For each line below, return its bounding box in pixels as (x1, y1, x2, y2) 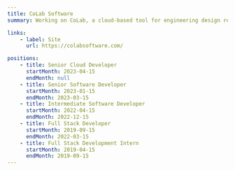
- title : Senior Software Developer (20, 81, 127, 88)
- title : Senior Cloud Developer (20, 62, 117, 69)
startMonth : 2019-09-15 (25, 127, 96, 134)
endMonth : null (25, 74, 71, 81)
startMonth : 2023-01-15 (25, 87, 96, 94)
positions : (7, 55, 39, 62)
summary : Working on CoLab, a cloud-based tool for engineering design (7, 17, 220, 24)
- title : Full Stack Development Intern (20, 139, 139, 147)
